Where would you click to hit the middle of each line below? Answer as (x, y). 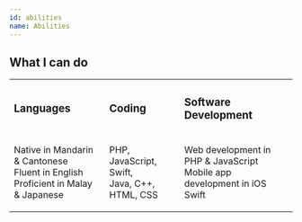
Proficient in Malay (53, 183)
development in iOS (225, 183)
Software (207, 102)
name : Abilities (40, 26)
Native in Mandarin (54, 150)
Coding (128, 109)
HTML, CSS (134, 195)
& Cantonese (41, 161)
